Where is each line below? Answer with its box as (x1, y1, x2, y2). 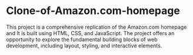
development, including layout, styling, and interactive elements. (6, 42, 162, 49)
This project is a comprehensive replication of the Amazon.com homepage (6, 23, 187, 30)
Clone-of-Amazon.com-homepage (6, 4, 181, 18)
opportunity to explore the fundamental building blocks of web (6, 36, 158, 43)
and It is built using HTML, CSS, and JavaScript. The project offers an (6, 29, 175, 36)
